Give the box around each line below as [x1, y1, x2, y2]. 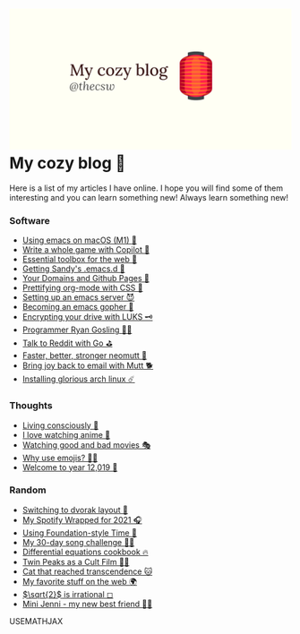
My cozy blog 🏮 [9, 153, 126, 174]
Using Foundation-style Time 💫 [21, 527, 137, 538]
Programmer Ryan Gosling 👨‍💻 [21, 324, 133, 335]
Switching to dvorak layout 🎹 [21, 504, 128, 515]
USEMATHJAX [9, 615, 64, 626]
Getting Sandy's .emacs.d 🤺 [21, 263, 125, 274]
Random [9, 484, 47, 496]
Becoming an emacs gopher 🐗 [21, 302, 134, 313]
